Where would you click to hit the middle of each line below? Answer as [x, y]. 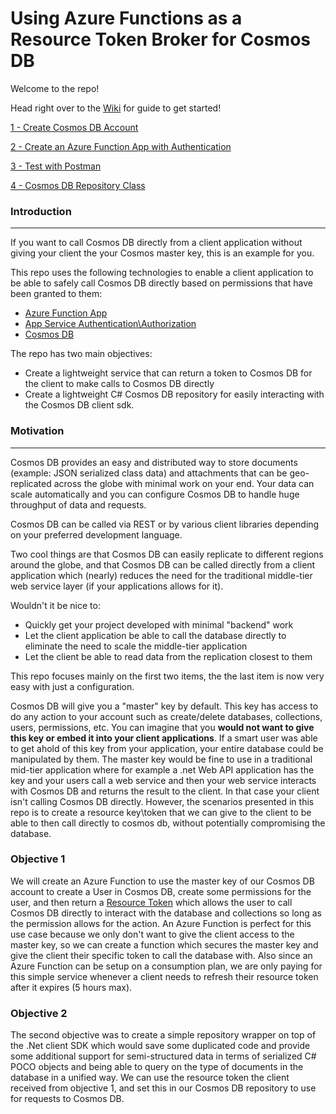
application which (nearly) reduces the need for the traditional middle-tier [161, 575]
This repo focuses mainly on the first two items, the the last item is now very [167, 676]
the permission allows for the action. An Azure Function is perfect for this [161, 923]
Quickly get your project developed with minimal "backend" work [159, 624]
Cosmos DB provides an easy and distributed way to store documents [154, 462]
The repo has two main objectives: [81, 354]
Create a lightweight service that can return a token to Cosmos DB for [168, 373]
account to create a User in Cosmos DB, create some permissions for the [161, 891]
